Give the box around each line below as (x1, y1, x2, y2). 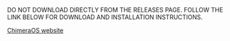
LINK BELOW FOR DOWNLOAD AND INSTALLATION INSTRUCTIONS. (7, 13, 203, 21)
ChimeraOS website (7, 27, 64, 34)
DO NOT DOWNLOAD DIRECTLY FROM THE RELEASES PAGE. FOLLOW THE (7, 6, 224, 14)
